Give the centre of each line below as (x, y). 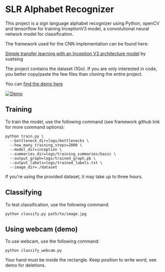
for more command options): (35, 127)
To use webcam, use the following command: (52, 241)
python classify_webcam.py (34, 251)
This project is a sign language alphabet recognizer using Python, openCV (82, 23)
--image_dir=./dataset (34, 167)
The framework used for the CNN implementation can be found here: (77, 43)
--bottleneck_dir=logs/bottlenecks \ (49, 141)
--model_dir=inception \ (36, 149)
